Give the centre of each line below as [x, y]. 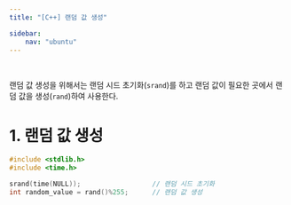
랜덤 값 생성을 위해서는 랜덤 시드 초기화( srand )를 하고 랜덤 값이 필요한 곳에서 [141, 85]
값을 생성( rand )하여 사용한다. [68, 96]
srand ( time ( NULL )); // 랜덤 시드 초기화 [112, 184]
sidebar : [25, 33]
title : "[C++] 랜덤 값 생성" [59, 17]
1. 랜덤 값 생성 [56, 135]
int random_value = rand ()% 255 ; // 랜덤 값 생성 [106, 192]
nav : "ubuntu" [51, 42]
